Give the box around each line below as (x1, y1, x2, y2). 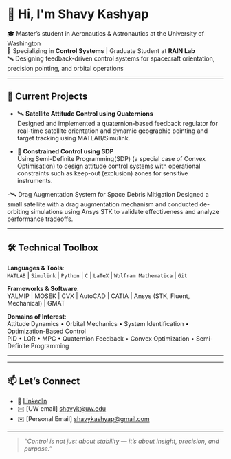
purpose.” (23, 445, 53, 453)
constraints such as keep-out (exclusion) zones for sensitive (16, 169, 188, 178)
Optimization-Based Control (7, 327, 86, 335)
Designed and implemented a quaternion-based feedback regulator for (16, 119, 219, 127)
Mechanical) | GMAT (7, 299, 65, 307)
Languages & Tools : (7, 264, 65, 272)
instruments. (16, 176, 53, 184)
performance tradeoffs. (7, 215, 74, 223)
